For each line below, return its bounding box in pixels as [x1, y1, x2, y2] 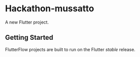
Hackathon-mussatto [5, 3, 94, 14]
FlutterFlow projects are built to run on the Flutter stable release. [5, 46, 136, 52]
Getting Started [5, 33, 54, 42]
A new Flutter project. [5, 19, 49, 25]
